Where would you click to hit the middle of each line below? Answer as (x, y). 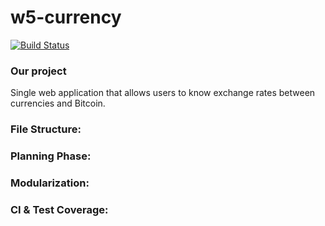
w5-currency (66, 17)
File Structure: (46, 129)
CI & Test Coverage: (59, 209)
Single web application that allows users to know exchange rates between (163, 93)
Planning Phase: (51, 156)
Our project (38, 71)
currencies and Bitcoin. (58, 103)
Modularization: (50, 183)
